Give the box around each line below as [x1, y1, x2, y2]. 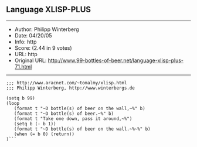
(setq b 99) [6, 95, 35, 101]
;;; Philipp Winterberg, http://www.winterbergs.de [6, 85, 135, 91]
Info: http [14, 38, 37, 45]
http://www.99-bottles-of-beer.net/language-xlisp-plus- [47, 57, 184, 64]
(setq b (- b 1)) [13, 121, 57, 127]
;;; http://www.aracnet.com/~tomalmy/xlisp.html [6, 80, 127, 86]
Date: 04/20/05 [14, 32, 52, 39]
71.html [14, 63, 32, 70]
